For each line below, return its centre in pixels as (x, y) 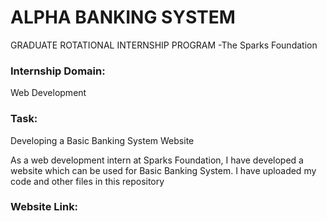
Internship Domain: (58, 71)
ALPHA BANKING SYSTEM (123, 17)
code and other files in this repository (87, 181)
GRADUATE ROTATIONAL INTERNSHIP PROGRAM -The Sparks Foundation (164, 45)
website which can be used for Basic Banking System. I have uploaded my (163, 170)
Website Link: (44, 207)
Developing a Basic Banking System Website (102, 140)
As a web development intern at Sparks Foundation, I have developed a (157, 160)
